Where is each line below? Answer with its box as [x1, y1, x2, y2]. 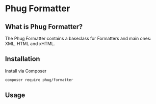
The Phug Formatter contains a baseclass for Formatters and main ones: [5, 35, 152, 41]
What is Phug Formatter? [5, 23, 83, 31]
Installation [5, 55, 40, 63]
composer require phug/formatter [5, 77, 74, 82]
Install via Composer [5, 68, 47, 74]
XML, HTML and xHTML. [5, 41, 55, 47]
